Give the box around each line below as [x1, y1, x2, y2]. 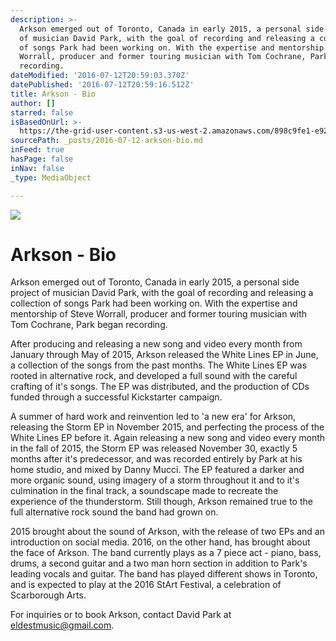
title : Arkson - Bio [10, 89, 97, 99]
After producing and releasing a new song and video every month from [10, 338, 303, 350]
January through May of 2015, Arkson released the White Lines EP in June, [10, 349, 319, 361]
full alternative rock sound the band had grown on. [10, 506, 219, 518]
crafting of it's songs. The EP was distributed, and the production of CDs [10, 381, 310, 393]
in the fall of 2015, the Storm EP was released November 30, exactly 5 [10, 442, 298, 455]
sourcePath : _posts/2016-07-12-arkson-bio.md [10, 136, 203, 146]
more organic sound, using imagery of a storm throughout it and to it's [10, 474, 300, 486]
